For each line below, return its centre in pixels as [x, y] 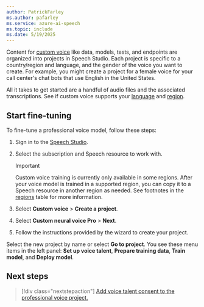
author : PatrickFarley [35, 12]
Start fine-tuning [39, 116]
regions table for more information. [59, 197]
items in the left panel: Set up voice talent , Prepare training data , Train [96, 250]
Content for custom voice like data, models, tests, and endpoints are [92, 52]
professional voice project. [55, 297]
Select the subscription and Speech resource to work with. [89, 154]
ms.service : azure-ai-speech [43, 23]
